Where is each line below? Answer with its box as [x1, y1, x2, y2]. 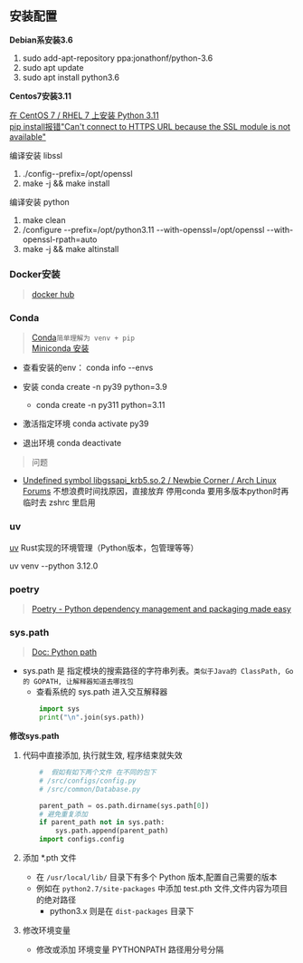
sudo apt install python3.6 [22, 72, 120, 83]
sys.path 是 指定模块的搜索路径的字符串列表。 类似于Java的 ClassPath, [22, 666, 282, 676]
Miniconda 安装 [31, 343, 90, 354]
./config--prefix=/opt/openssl [22, 168, 133, 179]
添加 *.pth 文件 [22, 852, 77, 863]
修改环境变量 [22, 925, 71, 936]
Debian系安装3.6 [9, 34, 74, 45]
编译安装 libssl [9, 150, 63, 160]
